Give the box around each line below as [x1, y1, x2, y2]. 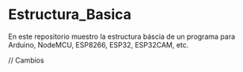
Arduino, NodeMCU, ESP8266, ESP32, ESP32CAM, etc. [8, 40, 189, 49]
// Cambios [8, 55, 45, 65]
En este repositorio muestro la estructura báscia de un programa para [8, 32, 236, 41]
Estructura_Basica [8, 6, 132, 24]
